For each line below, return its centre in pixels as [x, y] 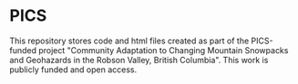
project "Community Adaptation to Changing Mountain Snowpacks [163, 50]
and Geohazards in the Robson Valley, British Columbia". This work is [139, 60]
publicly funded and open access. [73, 70]
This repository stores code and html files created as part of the [129, 41]
